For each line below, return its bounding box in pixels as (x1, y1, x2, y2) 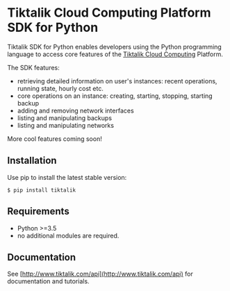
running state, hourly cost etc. (17, 84, 104, 92)
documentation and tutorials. (7, 277, 90, 285)
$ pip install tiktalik (7, 186, 76, 194)
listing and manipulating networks (17, 121, 115, 129)
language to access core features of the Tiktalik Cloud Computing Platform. (7, 50, 224, 58)
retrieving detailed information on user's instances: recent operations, (17, 76, 217, 85)
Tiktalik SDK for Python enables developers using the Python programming (7, 42, 222, 51)
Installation (7, 155, 57, 167)
